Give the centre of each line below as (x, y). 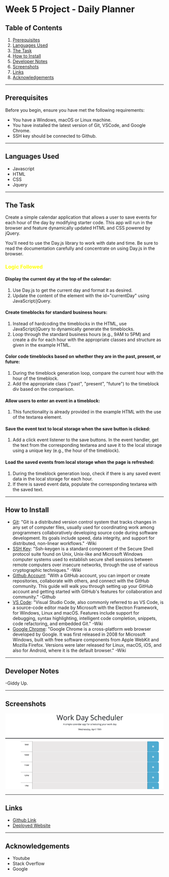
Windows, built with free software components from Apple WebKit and (86, 640)
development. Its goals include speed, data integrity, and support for (83, 538)
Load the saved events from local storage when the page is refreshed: (80, 462)
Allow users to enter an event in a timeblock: (53, 400)
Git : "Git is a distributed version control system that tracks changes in (84, 522)
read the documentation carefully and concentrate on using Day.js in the (80, 248)
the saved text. (28, 489)
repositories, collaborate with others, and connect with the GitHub (81, 581)
